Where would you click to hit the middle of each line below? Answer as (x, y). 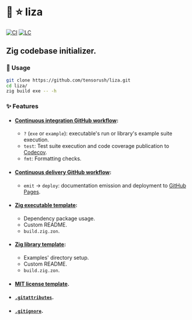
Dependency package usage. (59, 218)
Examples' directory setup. (56, 257)
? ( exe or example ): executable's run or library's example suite (98, 134)
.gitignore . (29, 311)
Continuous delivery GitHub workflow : (63, 172)
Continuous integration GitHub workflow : (66, 120)
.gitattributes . (34, 298)
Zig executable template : (46, 205)
